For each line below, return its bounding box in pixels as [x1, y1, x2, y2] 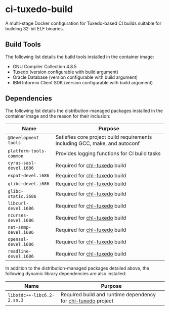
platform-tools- [8, 148, 47, 153]
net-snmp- [8, 224, 31, 230]
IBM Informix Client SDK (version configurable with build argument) [12, 79, 153, 85]
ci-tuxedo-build [5, 4, 73, 15]
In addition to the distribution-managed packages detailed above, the [5, 265, 150, 271]
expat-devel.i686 [8, 173, 50, 178]
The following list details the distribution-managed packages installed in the [5, 108, 163, 114]
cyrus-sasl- [8, 160, 37, 166]
